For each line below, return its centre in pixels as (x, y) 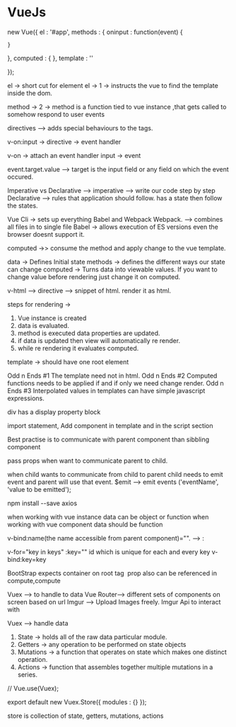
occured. (20, 176)
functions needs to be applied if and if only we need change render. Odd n (116, 383)
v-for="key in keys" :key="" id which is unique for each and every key (109, 552)
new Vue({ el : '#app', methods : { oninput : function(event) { (95, 32)
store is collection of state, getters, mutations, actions (85, 716)
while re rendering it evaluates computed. (78, 348)
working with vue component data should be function (85, 524)
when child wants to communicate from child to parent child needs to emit (116, 474)
